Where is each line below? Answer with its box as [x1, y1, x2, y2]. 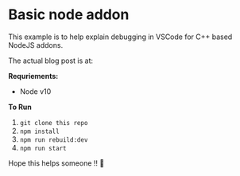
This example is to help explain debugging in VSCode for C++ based [8, 32, 233, 41]
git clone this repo [19, 119, 88, 127]
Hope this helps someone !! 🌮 [8, 158, 105, 168]
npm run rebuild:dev [19, 135, 88, 144]
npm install [19, 127, 60, 135]
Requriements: [8, 71, 59, 80]
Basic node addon [8, 6, 130, 24]
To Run [8, 102, 32, 111]
